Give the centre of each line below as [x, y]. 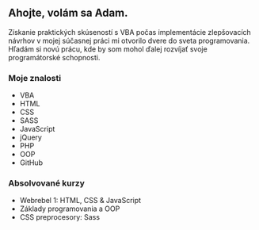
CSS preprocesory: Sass [60, 217]
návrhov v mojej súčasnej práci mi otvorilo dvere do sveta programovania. [129, 40]
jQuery [30, 137]
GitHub [31, 163]
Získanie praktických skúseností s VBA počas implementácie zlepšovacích [129, 32]
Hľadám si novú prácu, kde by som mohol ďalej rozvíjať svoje [108, 49]
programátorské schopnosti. [54, 57]
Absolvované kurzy [47, 183]
